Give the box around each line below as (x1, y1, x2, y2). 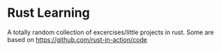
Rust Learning (7, 5, 91, 21)
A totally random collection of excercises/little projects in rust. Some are (7, 28, 214, 36)
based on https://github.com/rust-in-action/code (7, 35, 148, 43)
